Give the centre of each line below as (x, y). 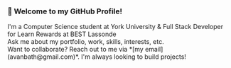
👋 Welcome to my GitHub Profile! (65, 11)
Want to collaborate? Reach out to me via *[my (75, 50)
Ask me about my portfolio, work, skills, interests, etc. (86, 42)
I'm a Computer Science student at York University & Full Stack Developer (116, 27)
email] (154, 50)
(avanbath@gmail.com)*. (44, 57)
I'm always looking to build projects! (134, 57)
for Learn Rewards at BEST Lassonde (62, 34)
